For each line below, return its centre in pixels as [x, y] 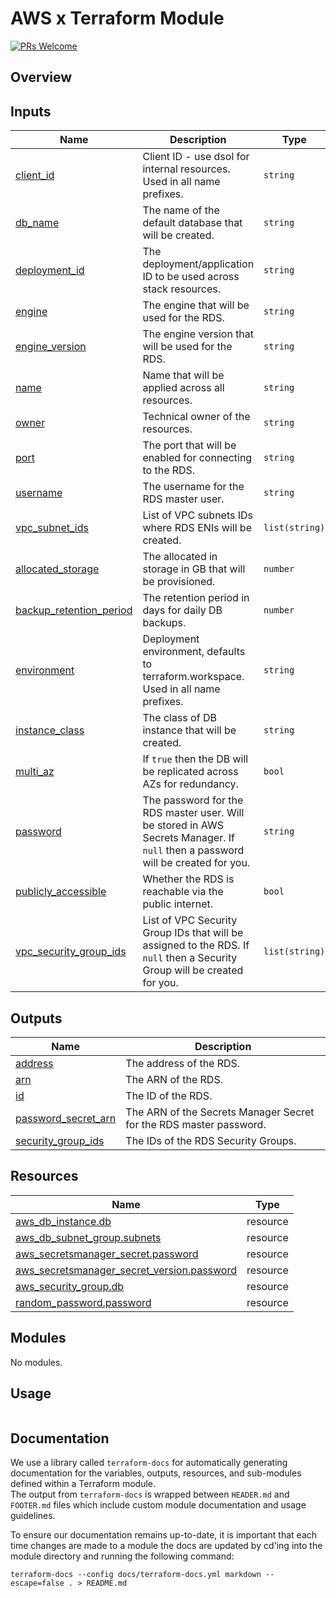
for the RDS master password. [196, 1124]
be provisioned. [179, 582]
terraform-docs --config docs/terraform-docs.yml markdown [136, 1575]
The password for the [193, 800]
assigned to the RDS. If [196, 945]
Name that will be [183, 375]
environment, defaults [194, 652]
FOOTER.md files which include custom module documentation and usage [158, 1505]
